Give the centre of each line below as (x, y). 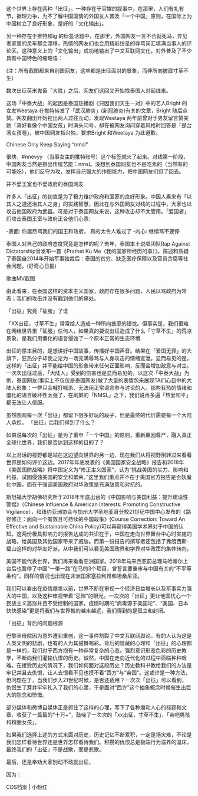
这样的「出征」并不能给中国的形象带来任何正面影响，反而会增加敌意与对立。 (99, 366)
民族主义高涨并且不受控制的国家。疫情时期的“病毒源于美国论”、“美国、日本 (97, 603)
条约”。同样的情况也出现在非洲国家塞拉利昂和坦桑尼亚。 (75, 576)
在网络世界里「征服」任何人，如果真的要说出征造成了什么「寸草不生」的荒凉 (99, 331)
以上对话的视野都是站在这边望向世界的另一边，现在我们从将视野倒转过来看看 (99, 455)
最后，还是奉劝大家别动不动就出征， (50, 762)
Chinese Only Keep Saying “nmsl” (47, 144)
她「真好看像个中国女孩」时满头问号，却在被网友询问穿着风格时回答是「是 (96, 125)
